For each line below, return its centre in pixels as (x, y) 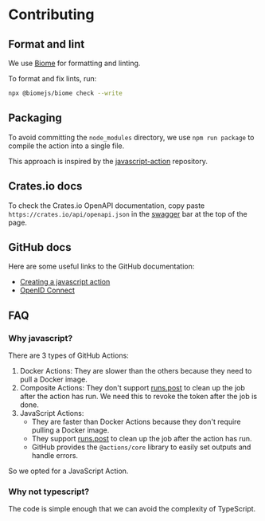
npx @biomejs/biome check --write (66, 93)
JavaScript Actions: (52, 413)
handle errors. (55, 455)
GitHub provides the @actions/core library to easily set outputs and (141, 447)
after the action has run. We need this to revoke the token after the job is (138, 396)
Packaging (35, 118)
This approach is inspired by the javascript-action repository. (108, 161)
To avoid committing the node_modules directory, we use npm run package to (131, 137)
